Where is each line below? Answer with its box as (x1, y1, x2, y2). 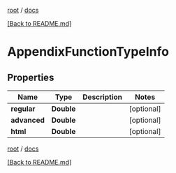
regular (10, 104, 36, 114)
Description (82, 92, 122, 102)
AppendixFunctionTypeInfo (7, 44, 170, 60)
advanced (10, 115, 45, 125)
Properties (7, 71, 54, 83)
